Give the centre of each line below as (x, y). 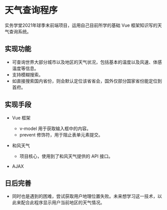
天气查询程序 (31, 10)
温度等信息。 (25, 68)
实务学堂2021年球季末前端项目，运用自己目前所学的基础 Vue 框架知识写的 (81, 25)
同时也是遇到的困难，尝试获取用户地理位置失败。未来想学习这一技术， (85, 196)
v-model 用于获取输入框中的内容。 (55, 128)
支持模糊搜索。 (27, 75)
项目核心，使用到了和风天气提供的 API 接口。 (66, 156)
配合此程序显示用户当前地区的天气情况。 (63, 202)
